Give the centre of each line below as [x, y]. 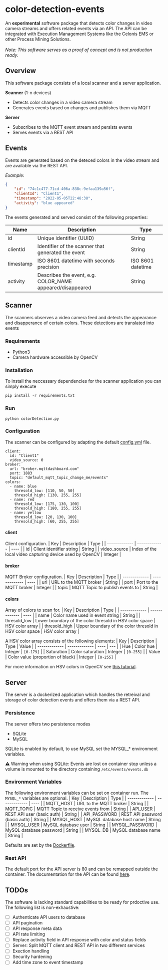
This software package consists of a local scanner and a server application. [83, 83]
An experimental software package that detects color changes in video [79, 23]
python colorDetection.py [32, 419]
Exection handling [31, 951]
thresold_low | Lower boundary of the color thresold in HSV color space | [80, 621]
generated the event [61, 253]
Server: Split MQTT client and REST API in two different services [78, 945]
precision [48, 267]
